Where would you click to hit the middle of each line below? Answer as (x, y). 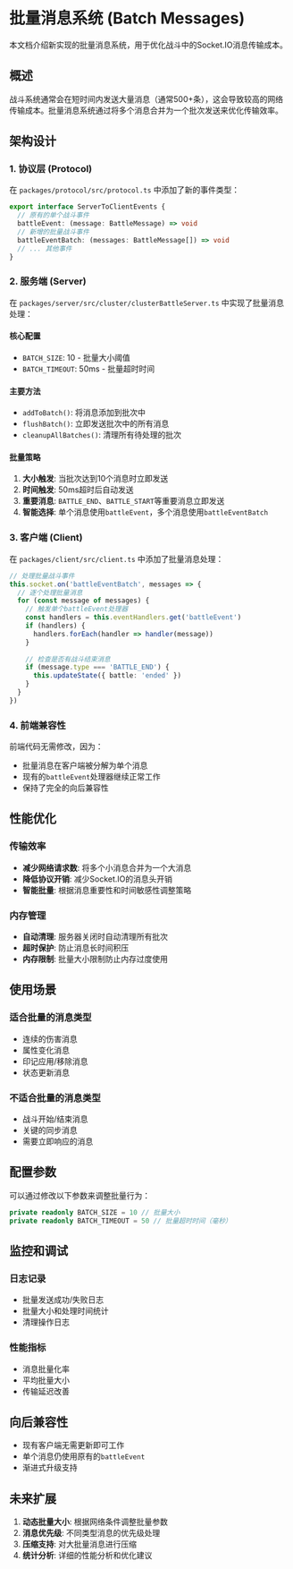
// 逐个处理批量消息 (50, 593)
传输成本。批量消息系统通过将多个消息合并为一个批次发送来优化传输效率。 (146, 110)
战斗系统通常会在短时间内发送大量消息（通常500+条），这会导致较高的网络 (146, 98)
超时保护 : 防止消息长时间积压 (75, 948)
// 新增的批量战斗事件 (53, 232)
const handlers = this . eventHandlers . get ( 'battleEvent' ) (134, 618)
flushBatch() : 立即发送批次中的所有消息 (96, 424)
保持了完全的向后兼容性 (65, 788)
